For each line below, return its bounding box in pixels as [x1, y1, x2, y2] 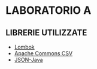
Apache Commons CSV [14, 50, 73, 57]
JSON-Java [14, 56, 43, 63]
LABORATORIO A [5, 4, 92, 17]
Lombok [14, 43, 35, 50]
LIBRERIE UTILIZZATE [5, 28, 87, 38]
